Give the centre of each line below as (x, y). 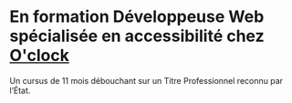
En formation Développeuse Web (137, 17)
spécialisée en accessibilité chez (137, 36)
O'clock (40, 56)
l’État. (20, 90)
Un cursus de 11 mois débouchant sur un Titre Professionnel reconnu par (146, 80)
